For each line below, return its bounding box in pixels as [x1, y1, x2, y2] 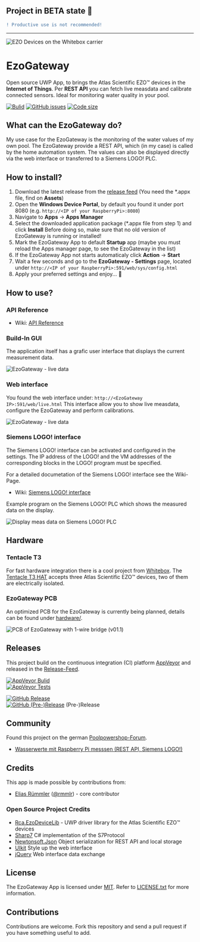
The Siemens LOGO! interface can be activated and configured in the [6, 447, 176, 454]
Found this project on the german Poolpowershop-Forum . [6, 734, 148, 741]
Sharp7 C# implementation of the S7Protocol [14, 831, 125, 838]
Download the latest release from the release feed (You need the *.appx [14, 188, 190, 196]
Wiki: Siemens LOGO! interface [14, 488, 91, 495]
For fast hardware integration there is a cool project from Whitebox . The [6, 567, 183, 574]
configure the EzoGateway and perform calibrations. [6, 407, 135, 414]
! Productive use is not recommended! [6, 21, 102, 27]
